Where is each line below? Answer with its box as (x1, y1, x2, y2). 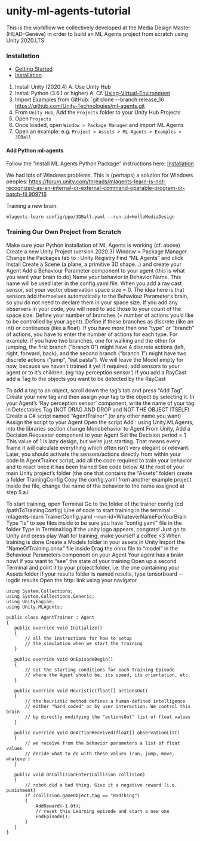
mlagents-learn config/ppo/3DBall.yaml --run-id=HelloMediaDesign (6, 214, 175, 220)
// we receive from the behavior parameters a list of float (24, 740, 180, 746)
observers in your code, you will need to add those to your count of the (6, 305, 181, 312)
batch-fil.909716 (6, 190, 47, 198)
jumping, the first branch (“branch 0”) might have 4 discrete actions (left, (6, 343, 186, 350)
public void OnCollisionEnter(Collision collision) (14, 772, 146, 778)
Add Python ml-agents (6, 147, 64, 154)
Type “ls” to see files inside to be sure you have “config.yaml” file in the (6, 519, 182, 527)
